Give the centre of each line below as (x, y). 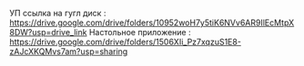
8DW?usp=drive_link (48, 32)
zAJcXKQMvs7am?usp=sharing (69, 52)
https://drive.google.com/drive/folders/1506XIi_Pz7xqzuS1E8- (125, 42)
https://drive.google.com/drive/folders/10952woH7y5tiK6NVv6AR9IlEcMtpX (152, 23)
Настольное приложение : (140, 32)
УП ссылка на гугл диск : (58, 13)
